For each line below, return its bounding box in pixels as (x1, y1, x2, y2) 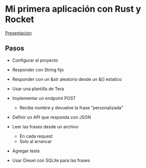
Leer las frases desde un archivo (12, 123, 78, 129)
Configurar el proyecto (12, 57, 58, 63)
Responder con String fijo (12, 67, 64, 72)
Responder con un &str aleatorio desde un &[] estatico (12, 76, 122, 82)
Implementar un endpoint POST (12, 95, 76, 101)
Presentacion (5, 30, 32, 36)
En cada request (19, 133, 53, 139)
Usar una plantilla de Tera (12, 86, 64, 92)
